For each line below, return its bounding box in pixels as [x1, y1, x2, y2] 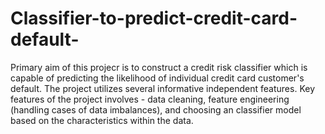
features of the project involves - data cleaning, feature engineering [10, 93, 290, 105]
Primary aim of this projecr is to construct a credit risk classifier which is [10, 61, 308, 73]
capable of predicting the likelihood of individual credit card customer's [10, 72, 305, 84]
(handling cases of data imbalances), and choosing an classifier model [10, 103, 302, 116]
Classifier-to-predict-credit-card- [10, 7, 298, 30]
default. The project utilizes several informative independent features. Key [10, 82, 316, 94]
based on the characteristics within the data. [10, 114, 194, 126]
